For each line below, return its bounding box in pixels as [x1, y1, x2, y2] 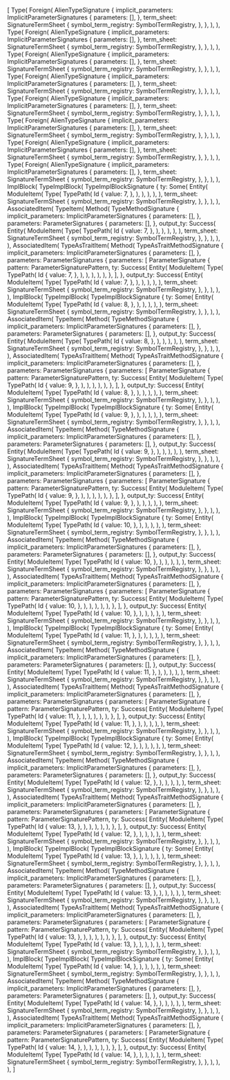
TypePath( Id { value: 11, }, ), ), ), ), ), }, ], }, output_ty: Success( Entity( [7, 712, 206, 720]
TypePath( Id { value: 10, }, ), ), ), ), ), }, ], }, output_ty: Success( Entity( [7, 602, 207, 610]
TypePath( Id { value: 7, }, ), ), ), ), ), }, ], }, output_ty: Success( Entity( [7, 271, 204, 279]
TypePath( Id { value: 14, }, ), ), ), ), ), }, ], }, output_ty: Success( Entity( [7, 1043, 207, 1051]
